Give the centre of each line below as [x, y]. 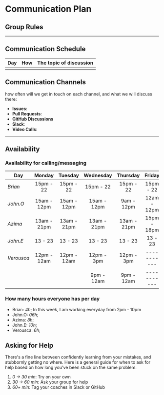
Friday [152, 175]
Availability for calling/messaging [46, 163]
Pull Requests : [27, 113]
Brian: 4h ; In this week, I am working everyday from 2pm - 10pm [77, 309]
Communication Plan [48, 9]
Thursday [128, 175]
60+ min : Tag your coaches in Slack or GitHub [59, 387]
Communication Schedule [45, 49]
